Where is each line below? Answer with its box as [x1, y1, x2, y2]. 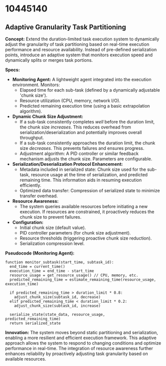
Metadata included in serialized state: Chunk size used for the [19, 166, 146, 172]
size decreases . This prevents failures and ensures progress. [19, 145, 145, 151]
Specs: [5, 67, 20, 73]
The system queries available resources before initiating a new [19, 204, 148, 209]
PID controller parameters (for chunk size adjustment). [19, 230, 131, 236]
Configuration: [12, 220, 44, 225]
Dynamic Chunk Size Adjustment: [12, 114, 83, 120]
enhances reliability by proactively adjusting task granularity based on [5, 351, 148, 357]
